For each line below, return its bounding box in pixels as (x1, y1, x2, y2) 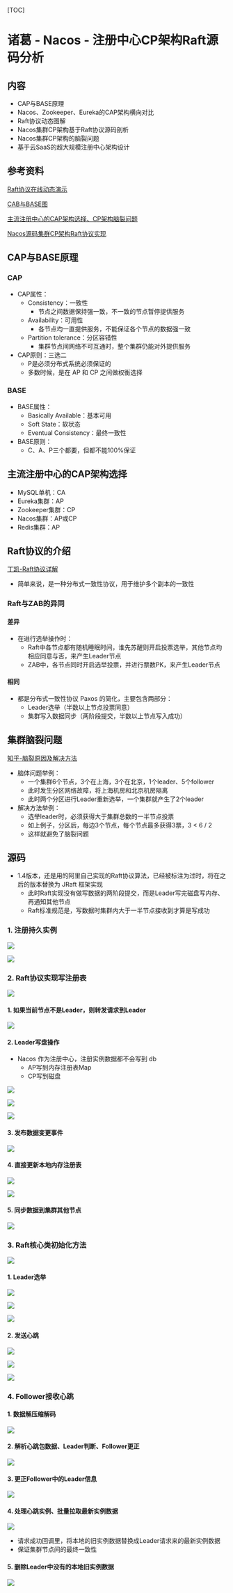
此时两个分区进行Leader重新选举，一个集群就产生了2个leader (27, 795, 204, 803)
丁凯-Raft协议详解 (7, 565, 58, 573)
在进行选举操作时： (17, 634, 73, 642)
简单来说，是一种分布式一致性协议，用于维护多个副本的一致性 (17, 580, 195, 588)
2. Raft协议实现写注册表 (7, 973, 87, 983)
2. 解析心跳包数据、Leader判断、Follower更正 (7, 1442, 140, 1450)
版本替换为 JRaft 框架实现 (29, 880, 103, 889)
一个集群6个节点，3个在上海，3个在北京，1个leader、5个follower (27, 777, 214, 786)
